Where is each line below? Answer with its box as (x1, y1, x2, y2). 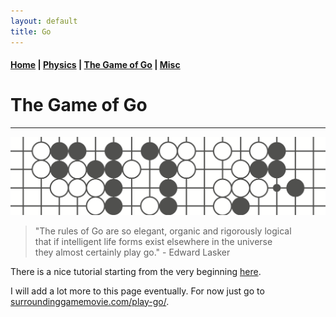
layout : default (10, 16, 78, 26)
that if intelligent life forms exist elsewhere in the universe (34, 235, 273, 247)
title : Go (10, 26, 52, 37)
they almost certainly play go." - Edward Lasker (34, 246, 231, 258)
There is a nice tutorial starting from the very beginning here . (10, 265, 262, 277)
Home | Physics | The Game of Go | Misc (10, 59, 181, 71)
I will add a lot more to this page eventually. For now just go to (10, 285, 265, 297)
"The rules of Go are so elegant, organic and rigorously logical (34, 225, 292, 237)
